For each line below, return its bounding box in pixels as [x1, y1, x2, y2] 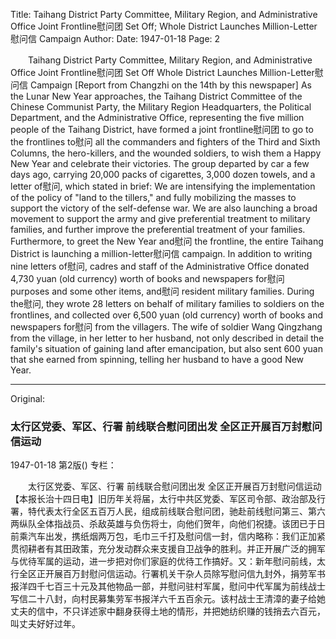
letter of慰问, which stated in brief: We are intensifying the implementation [10, 180, 316, 192]
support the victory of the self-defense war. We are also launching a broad [10, 202, 318, 214]
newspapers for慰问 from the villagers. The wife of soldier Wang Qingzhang [10, 321, 323, 333]
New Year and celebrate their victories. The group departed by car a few [10, 158, 310, 169]
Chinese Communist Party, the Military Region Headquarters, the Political [10, 101, 312, 113]
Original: [10, 393, 46, 404]
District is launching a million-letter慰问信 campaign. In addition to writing [10, 248, 313, 259]
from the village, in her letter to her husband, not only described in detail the [10, 332, 325, 344]
